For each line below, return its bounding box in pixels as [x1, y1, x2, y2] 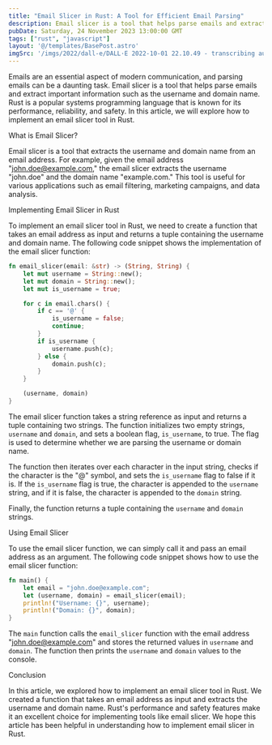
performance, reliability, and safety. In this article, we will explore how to [8, 106, 249, 116]
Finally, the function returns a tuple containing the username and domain [8, 503, 244, 513]
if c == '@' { [37, 307, 85, 315]
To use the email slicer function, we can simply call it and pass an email [8, 543, 247, 553]
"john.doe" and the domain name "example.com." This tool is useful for [8, 172, 245, 182]
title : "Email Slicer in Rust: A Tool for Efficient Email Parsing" [8, 11, 244, 20]
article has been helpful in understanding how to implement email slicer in [8, 721, 255, 730]
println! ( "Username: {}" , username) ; [23, 599, 151, 607]
